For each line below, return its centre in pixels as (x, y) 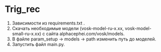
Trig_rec (23, 9)
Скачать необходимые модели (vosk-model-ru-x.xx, (68, 28)
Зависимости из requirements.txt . (48, 23)
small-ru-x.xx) (26, 33)
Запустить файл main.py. (38, 44)
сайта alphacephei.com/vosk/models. (85, 33)
